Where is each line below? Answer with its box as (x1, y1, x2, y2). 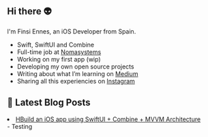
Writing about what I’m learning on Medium (16, 69, 138, 77)
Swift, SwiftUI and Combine (16, 40, 95, 49)
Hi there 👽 (7, 5, 53, 17)
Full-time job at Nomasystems (16, 47, 102, 56)
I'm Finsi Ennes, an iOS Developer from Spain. (7, 27, 136, 36)
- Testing (7, 122, 33, 130)
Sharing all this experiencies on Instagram (16, 77, 135, 85)
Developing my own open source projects (16, 62, 134, 71)
